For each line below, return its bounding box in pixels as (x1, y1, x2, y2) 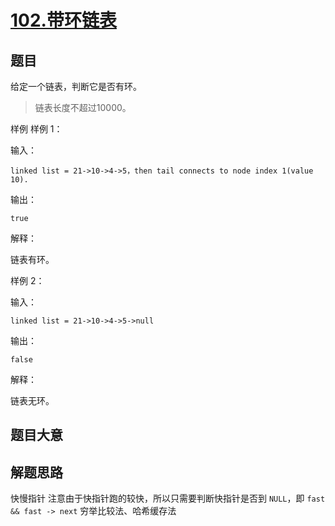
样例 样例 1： (10, 123, 63, 135)
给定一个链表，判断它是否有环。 (10, 81, 142, 92)
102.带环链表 (10, 9, 117, 32)
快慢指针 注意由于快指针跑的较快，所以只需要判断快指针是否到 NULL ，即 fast (10, 492, 326, 505)
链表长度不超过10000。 (34, 102, 132, 113)
